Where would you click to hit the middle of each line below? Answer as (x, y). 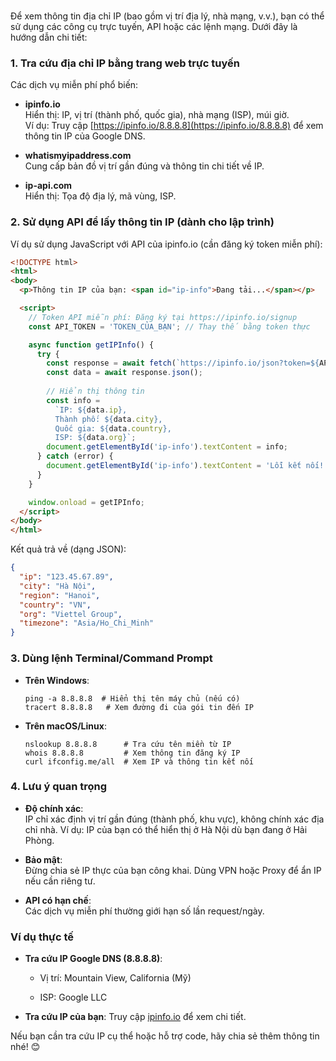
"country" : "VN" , (55, 605)
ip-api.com (48, 186)
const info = (73, 400)
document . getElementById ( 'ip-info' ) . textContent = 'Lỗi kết (174, 466)
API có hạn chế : (58, 900)
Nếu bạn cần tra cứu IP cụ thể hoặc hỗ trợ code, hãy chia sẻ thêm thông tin (165, 1036)
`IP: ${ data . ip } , (91, 410)
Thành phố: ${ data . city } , (108, 419)
